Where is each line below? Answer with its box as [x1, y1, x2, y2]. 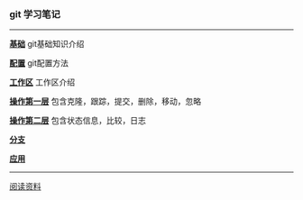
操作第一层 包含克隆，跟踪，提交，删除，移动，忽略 [9, 96, 201, 107]
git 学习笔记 [9, 7, 61, 20]
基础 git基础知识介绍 [9, 39, 85, 50]
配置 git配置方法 [9, 58, 69, 68]
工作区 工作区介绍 [9, 77, 75, 87]
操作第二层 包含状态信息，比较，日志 [9, 115, 146, 126]
